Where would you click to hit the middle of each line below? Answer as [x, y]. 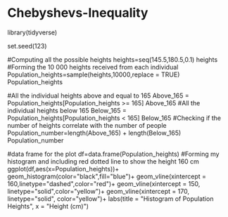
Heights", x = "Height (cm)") [48, 206]
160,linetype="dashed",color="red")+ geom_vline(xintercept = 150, [104, 183]
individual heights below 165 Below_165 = [67, 110]
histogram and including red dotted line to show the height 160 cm [103, 161]
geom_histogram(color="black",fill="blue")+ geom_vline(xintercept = [107, 176]
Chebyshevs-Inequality [78, 13]
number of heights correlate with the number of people [87, 125]
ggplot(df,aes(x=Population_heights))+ [63, 169]
